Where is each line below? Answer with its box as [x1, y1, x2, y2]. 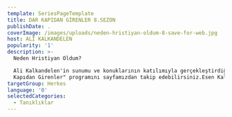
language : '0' [7, 87, 48, 94]
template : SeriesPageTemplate [7, 10, 95, 17]
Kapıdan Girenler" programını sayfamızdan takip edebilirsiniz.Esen [13, 74, 215, 81]
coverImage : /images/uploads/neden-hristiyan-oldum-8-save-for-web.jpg [7, 29, 217, 36]
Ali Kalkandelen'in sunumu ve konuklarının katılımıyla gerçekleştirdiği [13, 67, 230, 74]
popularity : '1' [7, 42, 54, 49]
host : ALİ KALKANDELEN [7, 36, 72, 43]
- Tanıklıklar [13, 99, 54, 107]
